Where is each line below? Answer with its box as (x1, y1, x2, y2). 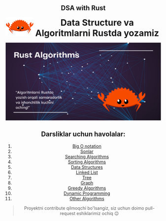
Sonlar (80, 148, 94, 154)
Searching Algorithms (65, 153, 109, 159)
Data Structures (71, 164, 103, 170)
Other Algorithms (69, 195, 105, 201)
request (60, 210, 76, 216)
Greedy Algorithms (67, 185, 106, 191)
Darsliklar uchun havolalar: (41, 130, 126, 139)
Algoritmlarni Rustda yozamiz (35, 27, 160, 38)
